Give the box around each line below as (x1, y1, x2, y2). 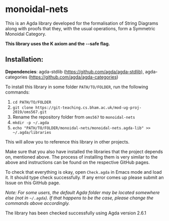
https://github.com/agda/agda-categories (30, 74, 117, 80)
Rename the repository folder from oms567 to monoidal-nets (12, 114, 135, 120)
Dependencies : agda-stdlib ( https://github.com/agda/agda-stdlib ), (5, 68, 144, 75)
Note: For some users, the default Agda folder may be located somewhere (5, 189, 160, 195)
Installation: (5, 55, 44, 64)
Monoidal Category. (5, 31, 46, 37)
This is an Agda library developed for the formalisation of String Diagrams (5, 20, 158, 26)
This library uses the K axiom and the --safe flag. (5, 40, 110, 46)
